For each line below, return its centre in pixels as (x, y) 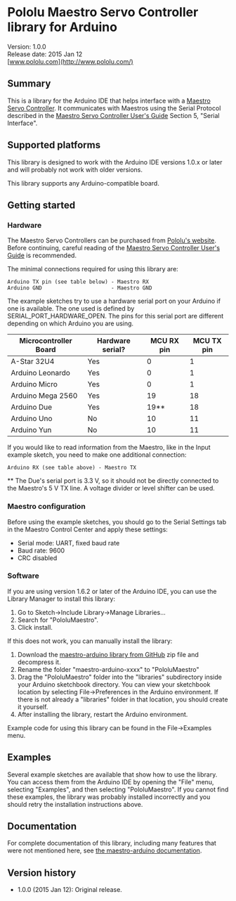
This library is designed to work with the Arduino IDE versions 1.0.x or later (115, 162)
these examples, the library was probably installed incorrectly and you (109, 797)
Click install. (35, 627)
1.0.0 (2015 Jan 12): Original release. (70, 890)
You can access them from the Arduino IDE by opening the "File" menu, (111, 782)
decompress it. (39, 662)
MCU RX (164, 341)
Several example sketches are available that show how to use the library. (112, 774)
